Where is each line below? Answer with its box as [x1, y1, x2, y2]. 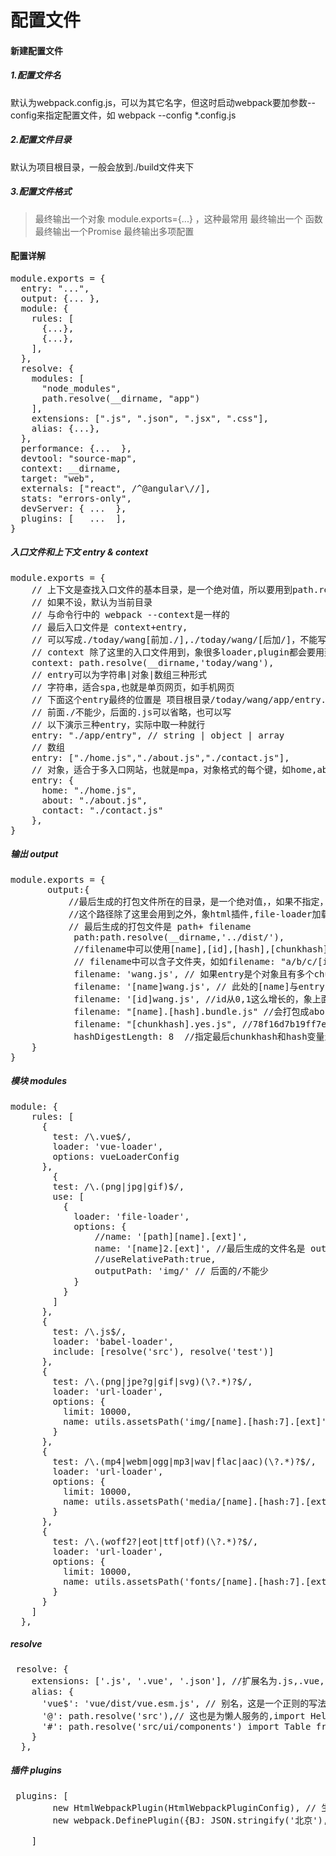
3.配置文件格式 [10, 186, 72, 198]
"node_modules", [41, 382, 122, 394]
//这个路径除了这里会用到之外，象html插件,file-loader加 [68, 908, 322, 920]
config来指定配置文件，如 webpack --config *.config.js [10, 109, 237, 121]
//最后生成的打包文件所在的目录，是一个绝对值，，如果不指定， [68, 896, 329, 907]
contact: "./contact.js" [41, 804, 164, 816]
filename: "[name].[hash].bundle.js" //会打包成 [73, 1006, 310, 1017]
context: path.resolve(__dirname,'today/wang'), [31, 657, 275, 668]
